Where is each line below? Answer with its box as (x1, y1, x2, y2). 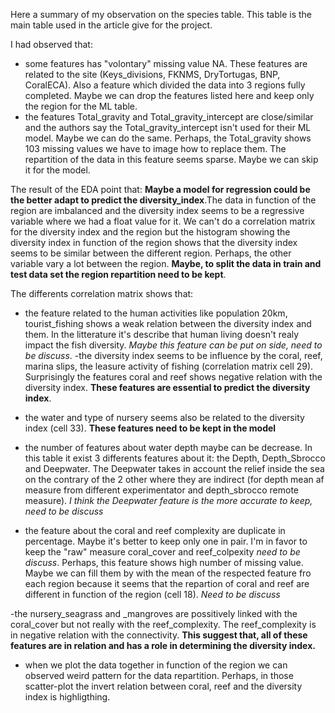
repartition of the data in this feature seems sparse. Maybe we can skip (24, 154, 319, 165)
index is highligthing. (24, 691, 111, 703)
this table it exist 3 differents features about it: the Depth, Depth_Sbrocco (24, 452, 326, 464)
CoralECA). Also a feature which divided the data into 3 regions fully (24, 79, 306, 91)
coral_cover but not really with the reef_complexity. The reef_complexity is (10, 619, 317, 630)
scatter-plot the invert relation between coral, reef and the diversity (24, 680, 303, 692)
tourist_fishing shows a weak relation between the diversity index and (24, 318, 312, 329)
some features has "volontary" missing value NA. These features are (24, 58, 308, 69)
